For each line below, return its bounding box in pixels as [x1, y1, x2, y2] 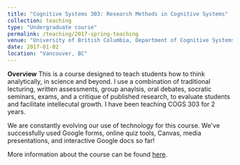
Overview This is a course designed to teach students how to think [7, 69, 205, 78]
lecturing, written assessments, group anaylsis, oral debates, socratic [7, 85, 212, 93]
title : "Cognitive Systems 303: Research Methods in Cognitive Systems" [7, 10, 229, 18]
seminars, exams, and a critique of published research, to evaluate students [7, 92, 231, 100]
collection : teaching [7, 17, 72, 24]
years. [7, 107, 26, 116]
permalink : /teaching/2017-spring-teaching [7, 30, 139, 38]
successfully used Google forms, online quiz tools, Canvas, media [7, 129, 201, 137]
